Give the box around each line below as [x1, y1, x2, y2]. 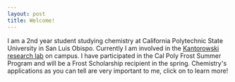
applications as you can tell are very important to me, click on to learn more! [7, 66, 229, 75]
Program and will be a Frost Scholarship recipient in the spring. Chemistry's [7, 59, 227, 67]
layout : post [7, 10, 46, 18]
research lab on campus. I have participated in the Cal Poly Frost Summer [7, 51, 222, 60]
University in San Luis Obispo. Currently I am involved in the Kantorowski [7, 44, 219, 52]
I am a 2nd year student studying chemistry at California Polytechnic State [7, 36, 224, 45]
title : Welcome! [7, 17, 55, 24]
